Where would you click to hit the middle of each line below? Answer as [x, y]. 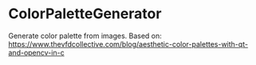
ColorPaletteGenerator [85, 14]
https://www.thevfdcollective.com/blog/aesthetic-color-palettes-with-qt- [128, 44]
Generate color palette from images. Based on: [85, 36]
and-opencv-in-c [37, 52]
